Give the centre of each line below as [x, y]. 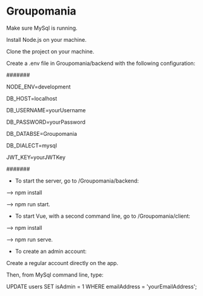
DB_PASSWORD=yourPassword [46, 122]
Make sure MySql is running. [42, 28]
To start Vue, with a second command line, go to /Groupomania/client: [103, 216]
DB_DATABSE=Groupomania [42, 133]
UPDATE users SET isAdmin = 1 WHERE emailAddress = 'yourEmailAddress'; [101, 286]
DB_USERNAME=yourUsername [46, 110]
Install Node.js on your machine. [46, 39]
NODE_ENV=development [38, 87]
